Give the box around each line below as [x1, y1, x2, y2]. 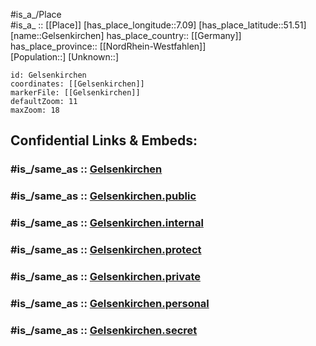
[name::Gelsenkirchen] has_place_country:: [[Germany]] [10, 30, 242, 41]
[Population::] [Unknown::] [10, 51, 120, 63]
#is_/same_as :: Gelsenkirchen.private [10, 270, 201, 283]
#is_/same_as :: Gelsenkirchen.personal [10, 296, 210, 310]
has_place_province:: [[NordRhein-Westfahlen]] [10, 40, 207, 52]
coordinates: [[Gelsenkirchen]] [10, 79, 145, 89]
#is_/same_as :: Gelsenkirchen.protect [10, 243, 202, 257]
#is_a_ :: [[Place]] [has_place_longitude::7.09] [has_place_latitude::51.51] [10, 19, 307, 31]
